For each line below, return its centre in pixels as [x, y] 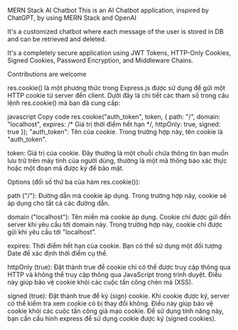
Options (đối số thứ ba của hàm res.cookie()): [74, 182]
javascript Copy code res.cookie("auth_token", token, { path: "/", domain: [114, 117]
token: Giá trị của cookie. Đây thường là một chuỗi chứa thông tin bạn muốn [118, 153]
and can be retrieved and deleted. [57, 39]
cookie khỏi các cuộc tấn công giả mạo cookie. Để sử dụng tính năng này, [115, 311]
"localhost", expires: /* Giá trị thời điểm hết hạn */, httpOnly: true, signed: [114, 124]
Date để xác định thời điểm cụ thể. [58, 253]
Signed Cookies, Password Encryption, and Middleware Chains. [101, 60]
